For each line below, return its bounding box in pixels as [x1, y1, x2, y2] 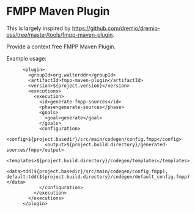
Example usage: [6, 54, 47, 62]
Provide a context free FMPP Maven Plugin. [6, 43, 116, 50]
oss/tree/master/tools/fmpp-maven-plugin [6, 31, 113, 38]
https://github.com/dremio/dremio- [72, 24, 160, 32]
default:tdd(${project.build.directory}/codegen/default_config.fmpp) [6, 173, 190, 180]
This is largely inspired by [6, 24, 71, 32]
